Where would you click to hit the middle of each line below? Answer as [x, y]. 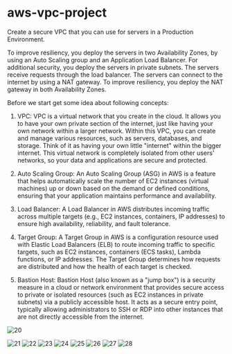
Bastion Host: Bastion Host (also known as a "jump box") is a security [116, 280]
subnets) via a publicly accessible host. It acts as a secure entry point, [117, 301]
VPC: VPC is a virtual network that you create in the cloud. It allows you [119, 116]
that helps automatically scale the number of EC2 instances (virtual [113, 180]
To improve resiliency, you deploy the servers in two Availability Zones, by [113, 53]
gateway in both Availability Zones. [57, 89]
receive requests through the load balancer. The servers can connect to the [115, 75]
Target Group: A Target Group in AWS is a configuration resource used [118, 237]
